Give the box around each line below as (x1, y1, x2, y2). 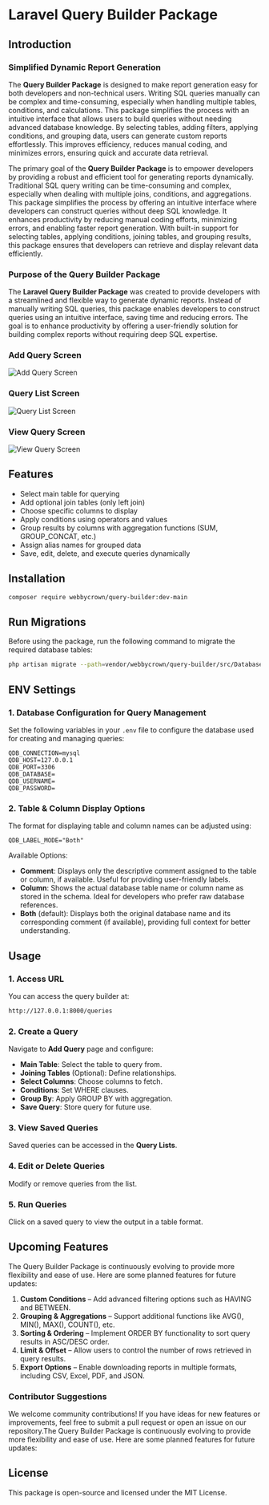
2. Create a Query (8, 1025, 78, 1036)
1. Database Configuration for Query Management (8, 707, 207, 718)
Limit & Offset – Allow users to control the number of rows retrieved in (19, 1345, 252, 1355)
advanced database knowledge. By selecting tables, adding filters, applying (8, 122, 259, 132)
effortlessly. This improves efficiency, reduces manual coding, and (8, 139, 227, 149)
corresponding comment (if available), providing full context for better (19, 917, 251, 927)
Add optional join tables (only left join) (19, 497, 146, 507)
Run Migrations (8, 615, 86, 629)
